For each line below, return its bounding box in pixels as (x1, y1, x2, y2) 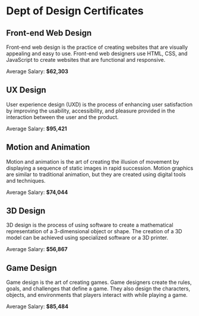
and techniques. (6, 177, 46, 184)
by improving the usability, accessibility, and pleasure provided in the (6, 107, 175, 114)
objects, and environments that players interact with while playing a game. (6, 292, 188, 299)
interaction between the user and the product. (6, 113, 119, 120)
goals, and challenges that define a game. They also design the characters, (6, 285, 191, 292)
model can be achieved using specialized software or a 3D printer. (6, 234, 168, 242)
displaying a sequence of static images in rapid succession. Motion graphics (6, 164, 194, 171)
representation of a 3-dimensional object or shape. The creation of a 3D (6, 228, 182, 235)
